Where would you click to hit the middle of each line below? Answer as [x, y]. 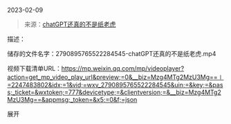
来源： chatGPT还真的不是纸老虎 [70, 24]
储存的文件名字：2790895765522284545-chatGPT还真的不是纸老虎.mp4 [112, 54]
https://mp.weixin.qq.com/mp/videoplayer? [123, 68]
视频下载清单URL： [35, 68]
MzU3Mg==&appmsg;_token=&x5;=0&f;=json [72, 99]
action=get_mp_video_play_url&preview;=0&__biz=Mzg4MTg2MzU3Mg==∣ [115, 77]
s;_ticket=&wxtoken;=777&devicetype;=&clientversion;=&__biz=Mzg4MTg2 [114, 92]
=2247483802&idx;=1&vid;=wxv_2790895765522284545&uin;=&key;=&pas [115, 85]
